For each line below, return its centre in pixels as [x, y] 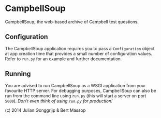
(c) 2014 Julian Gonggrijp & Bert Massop [45, 110]
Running [18, 74]
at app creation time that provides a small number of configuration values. [79, 53]
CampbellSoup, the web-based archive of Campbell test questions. [72, 22]
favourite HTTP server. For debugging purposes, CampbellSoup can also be [80, 91]
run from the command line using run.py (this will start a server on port [76, 96]
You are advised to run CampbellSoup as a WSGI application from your [75, 85]
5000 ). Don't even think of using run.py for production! [59, 101]
